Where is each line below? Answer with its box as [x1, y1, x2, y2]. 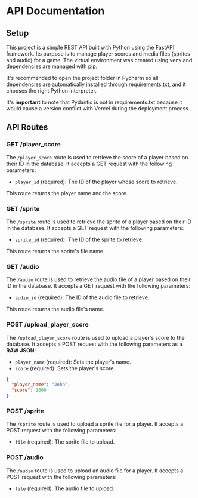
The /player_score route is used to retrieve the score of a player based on [6, 153, 188, 161]
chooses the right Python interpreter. [6, 87, 97, 94]
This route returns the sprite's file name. [6, 247, 105, 254]
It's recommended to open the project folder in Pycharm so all [6, 75, 159, 81]
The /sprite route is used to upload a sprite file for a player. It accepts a [6, 420, 184, 428]
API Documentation [6, 4, 105, 18]
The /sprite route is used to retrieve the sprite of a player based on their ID [6, 218, 192, 225]
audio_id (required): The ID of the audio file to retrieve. [14, 294, 150, 301]
